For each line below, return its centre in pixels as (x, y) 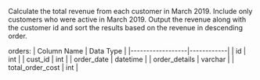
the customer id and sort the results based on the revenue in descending (126, 28)
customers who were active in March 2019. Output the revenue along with (127, 19)
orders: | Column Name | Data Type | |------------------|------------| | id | (127, 51)
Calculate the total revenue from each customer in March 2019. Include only (130, 11)
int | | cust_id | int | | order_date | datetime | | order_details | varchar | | (121, 59)
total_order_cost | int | (43, 68)
